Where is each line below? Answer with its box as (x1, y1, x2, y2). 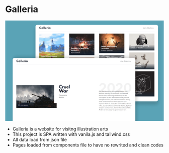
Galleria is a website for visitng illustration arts (12, 126, 108, 132)
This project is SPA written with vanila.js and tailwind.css (12, 131, 130, 137)
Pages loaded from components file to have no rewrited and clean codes (12, 142, 163, 148)
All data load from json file (12, 136, 67, 142)
